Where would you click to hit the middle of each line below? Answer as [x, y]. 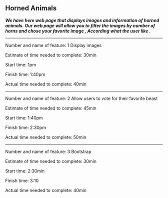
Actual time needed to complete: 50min [46, 137]
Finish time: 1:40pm [25, 74]
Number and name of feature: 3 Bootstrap [48, 151]
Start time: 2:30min [25, 171]
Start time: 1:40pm [24, 117]
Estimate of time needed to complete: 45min [51, 108]
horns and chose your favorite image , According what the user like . [78, 31]
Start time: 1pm [21, 64]
